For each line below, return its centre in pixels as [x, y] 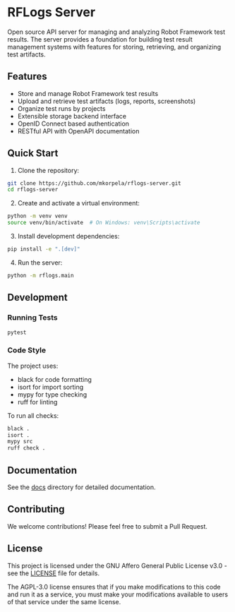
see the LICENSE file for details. [54, 573]
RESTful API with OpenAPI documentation [78, 131]
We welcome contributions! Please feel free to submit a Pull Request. [108, 526]
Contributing [36, 509]
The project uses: [33, 366]
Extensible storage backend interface [72, 116]
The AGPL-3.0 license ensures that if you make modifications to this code [114, 587]
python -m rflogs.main [41, 275]
